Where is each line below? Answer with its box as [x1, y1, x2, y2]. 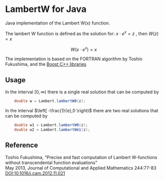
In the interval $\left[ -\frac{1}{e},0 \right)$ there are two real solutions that [5, 107, 159, 113]
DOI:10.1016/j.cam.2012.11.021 [5, 170, 65, 176]
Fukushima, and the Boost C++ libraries [5, 61, 87, 67]
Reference [5, 141, 38, 150]
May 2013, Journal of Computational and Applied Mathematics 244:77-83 [5, 165, 157, 171]
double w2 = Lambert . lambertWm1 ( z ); [14, 127, 91, 132]
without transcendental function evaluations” [5, 160, 98, 166]
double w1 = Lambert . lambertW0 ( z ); [14, 122, 88, 128]
